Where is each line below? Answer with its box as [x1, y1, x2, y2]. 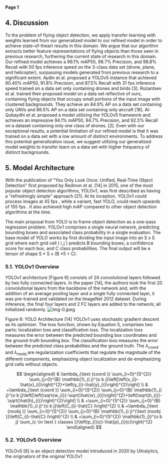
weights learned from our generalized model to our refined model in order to [5, 37, 162, 43]
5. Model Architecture [5, 164, 75, 172]
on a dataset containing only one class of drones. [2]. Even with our [5, 122, 145, 128]
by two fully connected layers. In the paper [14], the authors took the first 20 [5, 280, 162, 286]
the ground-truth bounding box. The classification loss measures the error [5, 337, 158, 343]
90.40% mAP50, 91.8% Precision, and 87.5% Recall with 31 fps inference [5, 80, 156, 86]
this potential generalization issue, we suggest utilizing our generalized [5, 138, 151, 144]
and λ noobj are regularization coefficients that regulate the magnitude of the [5, 349, 161, 356]
